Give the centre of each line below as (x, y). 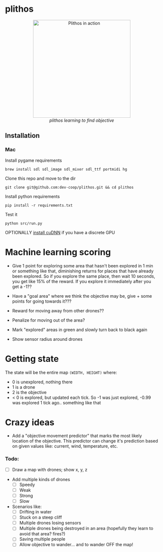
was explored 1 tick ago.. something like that (56, 402)
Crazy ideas (30, 422)
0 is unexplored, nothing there (42, 382)
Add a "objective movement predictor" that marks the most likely (77, 436)
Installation (22, 136)
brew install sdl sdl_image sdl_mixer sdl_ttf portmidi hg (66, 169)
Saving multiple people (42, 539)
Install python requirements (32, 196)
